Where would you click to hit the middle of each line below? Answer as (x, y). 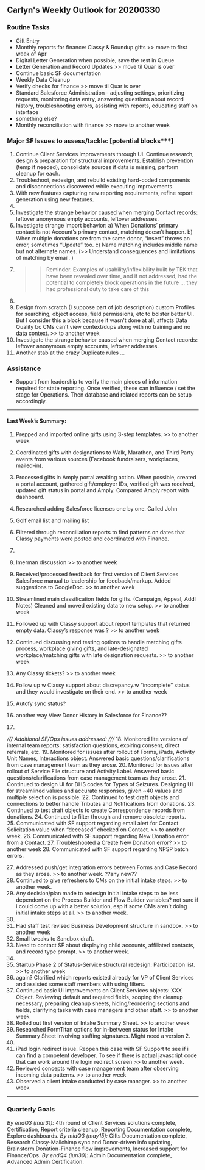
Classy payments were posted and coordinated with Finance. (92, 539)
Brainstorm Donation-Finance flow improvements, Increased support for (97, 1149)
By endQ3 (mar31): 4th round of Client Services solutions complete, (92, 1122)
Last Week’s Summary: (37, 421)
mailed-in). (29, 465)
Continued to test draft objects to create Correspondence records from (96, 810)
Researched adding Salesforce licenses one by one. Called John (96, 509)
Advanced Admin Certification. (46, 1161)
